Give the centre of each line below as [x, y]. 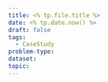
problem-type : [32, 52]
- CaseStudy [35, 45]
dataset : [22, 59]
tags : [17, 37]
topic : [19, 66]
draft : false [30, 30]
